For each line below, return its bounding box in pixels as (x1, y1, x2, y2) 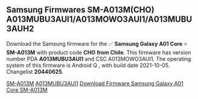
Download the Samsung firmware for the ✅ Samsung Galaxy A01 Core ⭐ (6, 40, 188, 47)
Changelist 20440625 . (6, 68, 64, 75)
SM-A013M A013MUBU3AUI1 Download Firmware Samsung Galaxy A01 (6, 80, 184, 87)
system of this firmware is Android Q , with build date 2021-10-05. (6, 62, 170, 69)
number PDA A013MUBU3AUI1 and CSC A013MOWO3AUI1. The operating (6, 55, 191, 62)
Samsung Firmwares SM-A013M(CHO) (6, 5, 155, 15)
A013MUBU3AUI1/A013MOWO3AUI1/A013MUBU (6, 14, 193, 25)
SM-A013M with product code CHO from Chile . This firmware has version (6, 48, 191, 56)
